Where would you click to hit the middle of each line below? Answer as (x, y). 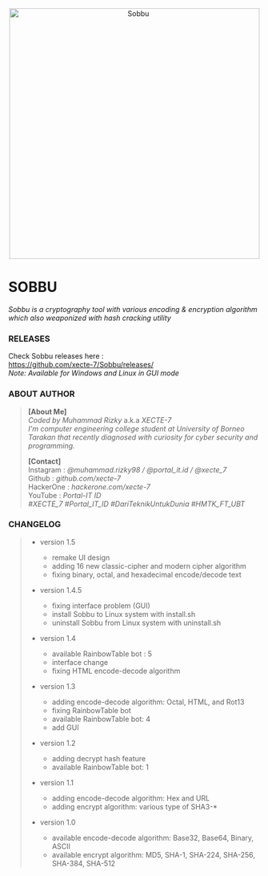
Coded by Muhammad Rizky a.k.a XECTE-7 (100, 420)
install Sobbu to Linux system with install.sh (124, 614)
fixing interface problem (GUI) (101, 606)
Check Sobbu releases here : (56, 356)
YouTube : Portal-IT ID (64, 495)
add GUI (65, 727)
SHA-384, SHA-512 (84, 863)
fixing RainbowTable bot (92, 710)
